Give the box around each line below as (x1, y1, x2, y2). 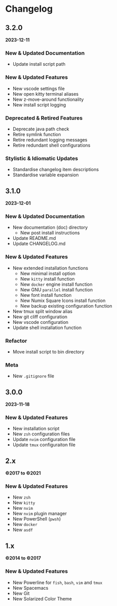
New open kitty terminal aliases (12, 91, 79, 97)
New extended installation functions (12, 265, 89, 271)
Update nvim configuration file (12, 436, 76, 443)
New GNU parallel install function (20, 286, 93, 293)
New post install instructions (20, 230, 80, 236)
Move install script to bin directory (12, 348, 85, 354)
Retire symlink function (12, 131, 61, 137)
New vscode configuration (12, 319, 69, 325)
